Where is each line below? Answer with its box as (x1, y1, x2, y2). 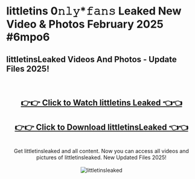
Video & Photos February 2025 (6, 17, 164, 31)
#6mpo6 (6, 30, 50, 44)
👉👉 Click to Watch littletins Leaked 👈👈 (21, 98, 182, 108)
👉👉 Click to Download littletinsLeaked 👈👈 (14, 122, 188, 132)
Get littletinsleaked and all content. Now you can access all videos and (14, 148, 189, 155)
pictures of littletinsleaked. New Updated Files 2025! (36, 154, 167, 161)
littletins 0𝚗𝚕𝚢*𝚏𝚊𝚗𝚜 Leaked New (6, 4, 182, 18)
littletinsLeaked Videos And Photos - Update (6, 54, 177, 64)
